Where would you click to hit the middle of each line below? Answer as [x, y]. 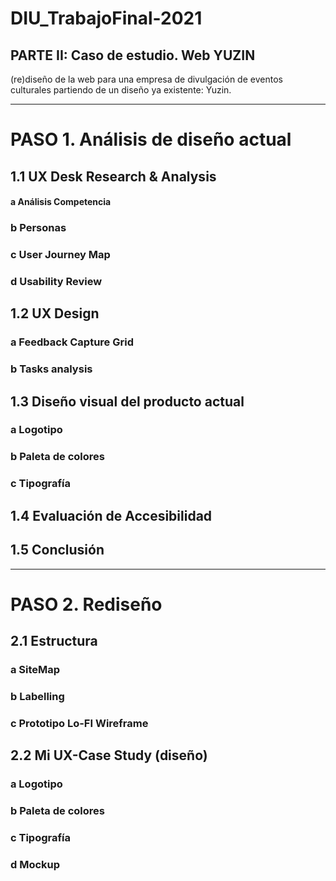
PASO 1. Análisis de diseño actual [151, 139]
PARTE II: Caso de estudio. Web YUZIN [133, 55]
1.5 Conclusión [57, 550]
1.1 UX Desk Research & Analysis [113, 176]
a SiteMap [35, 670]
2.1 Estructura [54, 641]
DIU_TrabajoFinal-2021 [106, 18]
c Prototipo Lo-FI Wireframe [79, 723]
